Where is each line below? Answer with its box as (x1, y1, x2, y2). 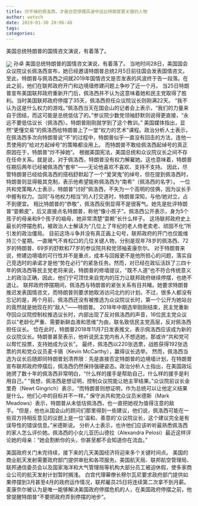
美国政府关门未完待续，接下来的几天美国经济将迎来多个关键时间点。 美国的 (6, 449, 189, 456)
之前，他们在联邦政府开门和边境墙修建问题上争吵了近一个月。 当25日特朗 (11, 82, 190, 89)
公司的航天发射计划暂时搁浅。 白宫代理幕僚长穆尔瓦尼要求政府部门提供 (11, 471, 183, 478)
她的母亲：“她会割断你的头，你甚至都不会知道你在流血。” (11, 436, 148, 443)
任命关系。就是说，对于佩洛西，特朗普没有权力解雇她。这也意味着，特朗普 (11, 156, 192, 163)
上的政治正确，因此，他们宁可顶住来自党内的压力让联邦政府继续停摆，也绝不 (6, 274, 192, 281)
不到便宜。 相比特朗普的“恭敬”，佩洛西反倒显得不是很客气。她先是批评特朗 (6, 200, 188, 207)
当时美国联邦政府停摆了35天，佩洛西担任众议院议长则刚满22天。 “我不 (16, 97, 188, 104)
